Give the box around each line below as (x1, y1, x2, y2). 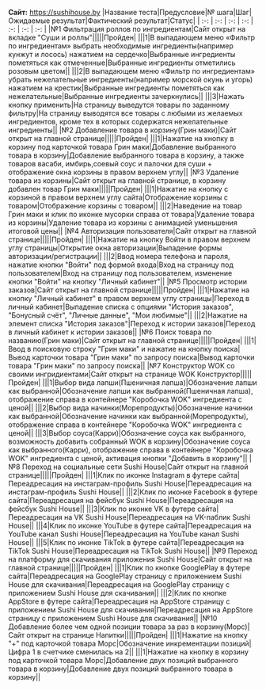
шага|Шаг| (216, 8, 252, 17)
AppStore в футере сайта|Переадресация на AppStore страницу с (8, 597, 230, 606)
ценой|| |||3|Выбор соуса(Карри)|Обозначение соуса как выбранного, (8, 429, 246, 437)
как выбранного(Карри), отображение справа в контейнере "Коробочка (8, 445, 253, 455)
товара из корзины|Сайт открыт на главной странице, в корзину (8, 176, 226, 185)
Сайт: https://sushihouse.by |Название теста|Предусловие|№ (8, 8, 215, 17)
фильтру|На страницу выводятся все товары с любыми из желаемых (8, 109, 243, 118)
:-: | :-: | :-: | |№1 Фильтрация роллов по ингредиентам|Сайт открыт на (8, 25, 246, 33)
